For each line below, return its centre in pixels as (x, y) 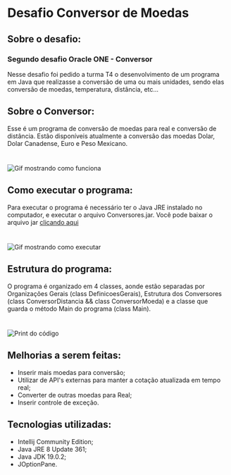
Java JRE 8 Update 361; (52, 449)
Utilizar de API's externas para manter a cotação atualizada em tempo (119, 380)
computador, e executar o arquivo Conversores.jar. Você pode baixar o (110, 215)
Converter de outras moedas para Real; (75, 395)
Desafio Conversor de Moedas (98, 13)
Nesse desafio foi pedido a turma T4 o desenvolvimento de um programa (113, 74)
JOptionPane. (37, 464)
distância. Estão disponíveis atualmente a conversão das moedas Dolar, (111, 136)
